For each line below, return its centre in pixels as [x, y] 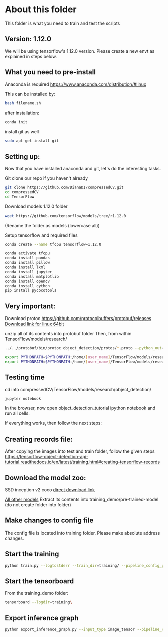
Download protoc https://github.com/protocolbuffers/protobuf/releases [78, 318]
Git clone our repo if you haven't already [47, 178]
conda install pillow [28, 263]
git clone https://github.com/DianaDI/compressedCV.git [64, 187]
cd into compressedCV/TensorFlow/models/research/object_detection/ [78, 389]
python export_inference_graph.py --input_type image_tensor [70, 629]
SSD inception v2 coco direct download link [50, 490]
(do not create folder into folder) [38, 505]
